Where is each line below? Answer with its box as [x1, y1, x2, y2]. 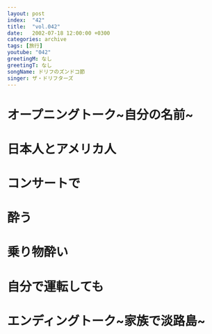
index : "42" [7, 17, 45, 24]
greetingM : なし [7, 56, 52, 62]
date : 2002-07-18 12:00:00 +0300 [7, 29, 111, 37]
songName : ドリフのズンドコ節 [7, 68, 85, 75]
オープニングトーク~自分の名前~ [7, 107, 194, 122]
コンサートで [7, 175, 81, 191]
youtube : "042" [7, 49, 51, 56]
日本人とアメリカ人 [7, 141, 117, 157]
